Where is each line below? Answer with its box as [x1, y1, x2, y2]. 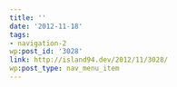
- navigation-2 [9, 38, 67, 48]
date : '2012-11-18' [9, 22, 84, 31]
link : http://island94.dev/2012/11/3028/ [9, 55, 169, 64]
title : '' [9, 13, 47, 23]
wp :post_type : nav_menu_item [9, 64, 120, 73]
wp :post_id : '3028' [9, 47, 84, 56]
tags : [9, 30, 30, 39]
